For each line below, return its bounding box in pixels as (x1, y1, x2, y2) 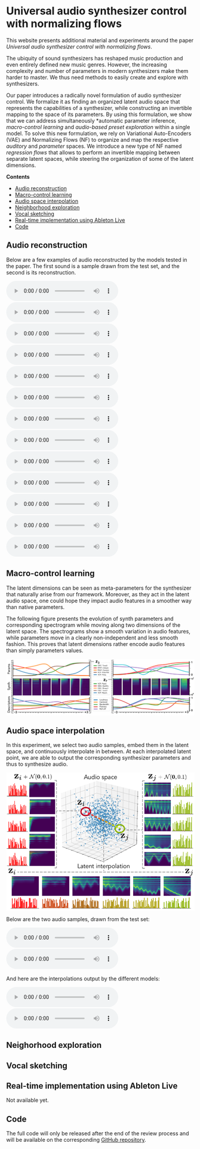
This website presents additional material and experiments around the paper (6, 36, 194, 44)
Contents (6, 173, 30, 180)
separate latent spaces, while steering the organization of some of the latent (6, 155, 194, 162)
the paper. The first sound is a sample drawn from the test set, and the (6, 262, 180, 270)
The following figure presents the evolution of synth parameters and (6, 615, 174, 622)
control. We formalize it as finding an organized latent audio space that (6, 97, 180, 105)
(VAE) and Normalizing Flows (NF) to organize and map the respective (6, 136, 179, 143)
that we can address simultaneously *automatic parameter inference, (6, 117, 177, 124)
